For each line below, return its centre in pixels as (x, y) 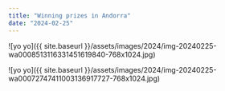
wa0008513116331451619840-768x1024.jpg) (82, 54)
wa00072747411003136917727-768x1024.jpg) (84, 78)
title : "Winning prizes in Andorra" (70, 16)
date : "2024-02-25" (41, 23)
